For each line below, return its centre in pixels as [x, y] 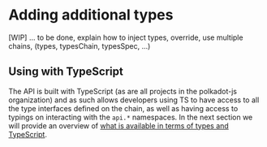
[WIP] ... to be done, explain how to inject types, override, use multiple [126, 37]
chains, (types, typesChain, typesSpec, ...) [80, 45]
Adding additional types [91, 15]
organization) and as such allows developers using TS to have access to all [134, 100]
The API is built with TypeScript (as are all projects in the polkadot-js [123, 91]
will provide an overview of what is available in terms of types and [118, 125]
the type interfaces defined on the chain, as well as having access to [123, 108]
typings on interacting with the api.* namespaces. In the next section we [131, 117]
